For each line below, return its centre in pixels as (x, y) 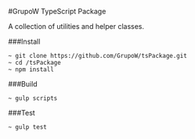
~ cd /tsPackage (34, 62)
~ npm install (31, 69)
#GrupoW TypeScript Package (57, 11)
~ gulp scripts (33, 98)
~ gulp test (27, 127)
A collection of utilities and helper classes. (76, 26)
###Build (23, 84)
